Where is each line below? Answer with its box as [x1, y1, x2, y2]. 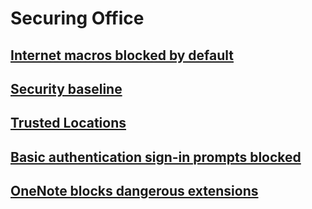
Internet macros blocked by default [10, 47, 234, 64]
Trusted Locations [10, 115, 127, 132]
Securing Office [10, 7, 145, 30]
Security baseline [10, 80, 123, 97]
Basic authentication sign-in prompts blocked [10, 148, 302, 166]
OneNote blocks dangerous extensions [10, 183, 259, 200]
